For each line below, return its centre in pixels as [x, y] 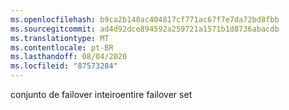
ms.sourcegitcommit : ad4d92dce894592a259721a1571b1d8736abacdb [145, 29]
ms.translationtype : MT [60, 38]
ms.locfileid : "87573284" [64, 66]
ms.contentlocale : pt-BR [62, 47]
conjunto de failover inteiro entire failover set [101, 94]
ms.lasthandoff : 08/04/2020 [69, 57]
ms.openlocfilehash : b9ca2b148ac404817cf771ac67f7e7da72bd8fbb [145, 19]
